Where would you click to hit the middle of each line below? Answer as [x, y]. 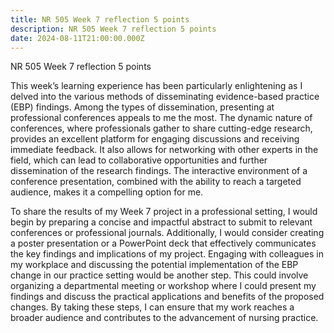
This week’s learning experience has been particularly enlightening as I [156, 86]
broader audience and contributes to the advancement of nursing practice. [164, 318]
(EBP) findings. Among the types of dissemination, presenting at [142, 107]
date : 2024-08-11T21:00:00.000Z [77, 38]
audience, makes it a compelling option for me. [107, 192]
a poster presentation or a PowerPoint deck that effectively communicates [163, 243]
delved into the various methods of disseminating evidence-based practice [165, 97]
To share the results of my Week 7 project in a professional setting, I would [164, 212]
